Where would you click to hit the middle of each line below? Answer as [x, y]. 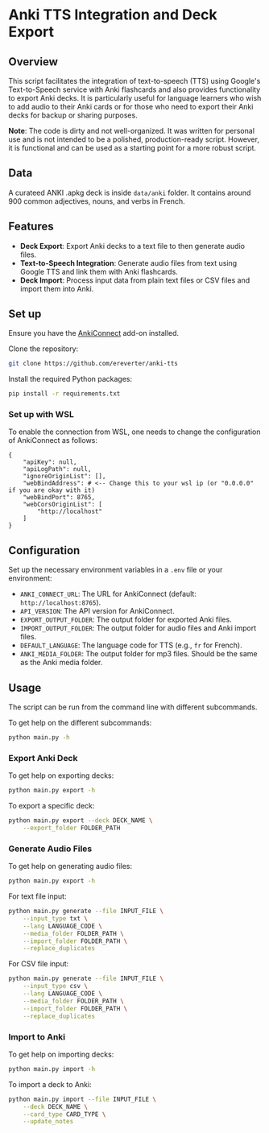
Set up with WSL [41, 415]
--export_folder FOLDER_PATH [72, 828]
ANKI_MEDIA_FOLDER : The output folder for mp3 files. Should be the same [139, 654]
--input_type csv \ [56, 986]
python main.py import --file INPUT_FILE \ [83, 1099]
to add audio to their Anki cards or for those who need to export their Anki [131, 107]
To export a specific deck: [52, 806]
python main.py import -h [52, 1069]
